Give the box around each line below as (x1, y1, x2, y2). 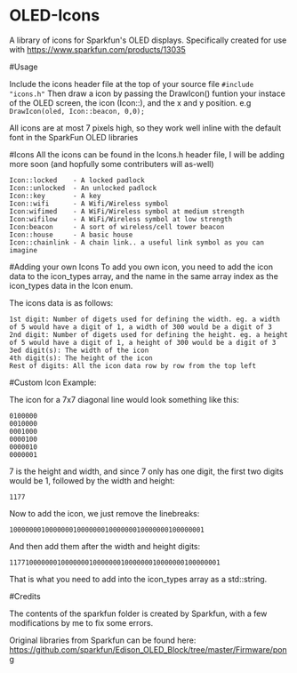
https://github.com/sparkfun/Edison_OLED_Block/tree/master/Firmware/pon (9, 644, 287, 654)
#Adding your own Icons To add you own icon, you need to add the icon (9, 261, 274, 272)
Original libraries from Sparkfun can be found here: (9, 635, 197, 645)
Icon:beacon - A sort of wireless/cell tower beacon (9, 222, 225, 231)
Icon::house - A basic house (9, 230, 133, 239)
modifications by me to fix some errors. (9, 617, 154, 628)
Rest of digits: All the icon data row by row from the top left (9, 361, 256, 370)
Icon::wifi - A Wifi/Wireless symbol (9, 199, 169, 208)
